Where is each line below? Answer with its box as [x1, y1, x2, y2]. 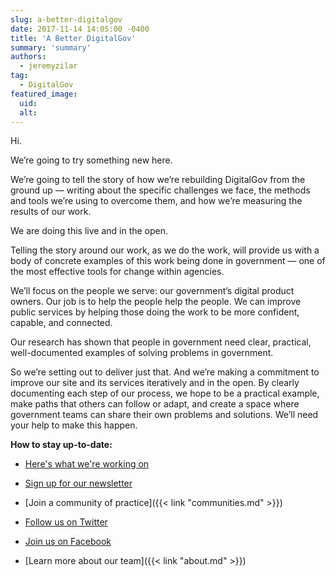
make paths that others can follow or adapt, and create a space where [10, 398, 300, 410]
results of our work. [10, 206, 92, 218]
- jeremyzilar [19, 61, 78, 71]
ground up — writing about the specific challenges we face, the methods [10, 184, 311, 196]
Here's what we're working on [24, 458, 150, 470]
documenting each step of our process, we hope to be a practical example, [10, 387, 320, 400]
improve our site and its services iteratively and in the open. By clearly [10, 377, 300, 389]
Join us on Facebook [24, 536, 112, 548]
